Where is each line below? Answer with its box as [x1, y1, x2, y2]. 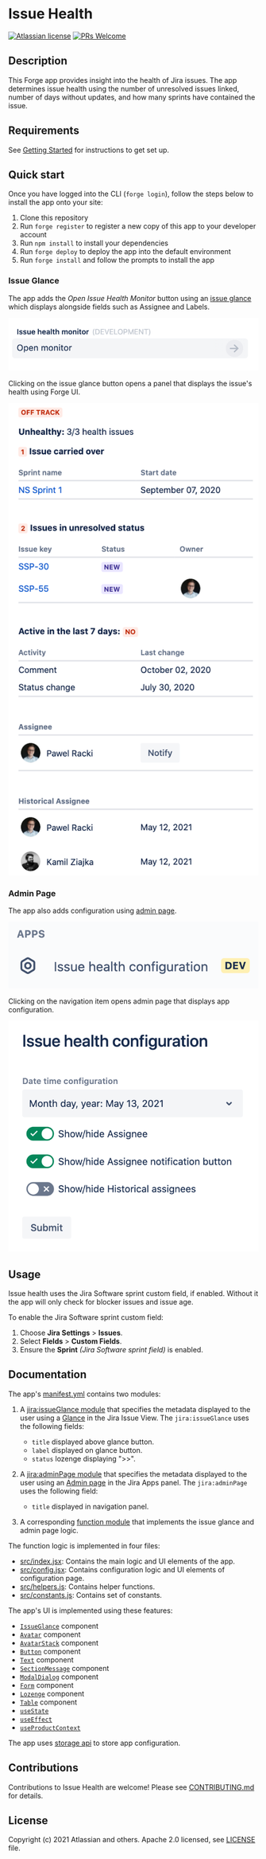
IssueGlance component [19, 1621, 99, 1630]
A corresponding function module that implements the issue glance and [19, 1517, 255, 1526]
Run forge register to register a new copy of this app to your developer [19, 221, 256, 231]
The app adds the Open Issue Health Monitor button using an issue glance [8, 293, 252, 303]
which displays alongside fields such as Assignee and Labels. [8, 302, 210, 311]
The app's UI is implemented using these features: [8, 1606, 173, 1615]
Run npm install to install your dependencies [19, 238, 169, 248]
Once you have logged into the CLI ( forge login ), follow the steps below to [8, 189, 254, 199]
